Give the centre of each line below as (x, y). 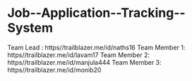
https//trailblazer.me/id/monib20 (54, 70)
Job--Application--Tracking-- (96, 13)
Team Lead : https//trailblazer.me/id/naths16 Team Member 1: (96, 47)
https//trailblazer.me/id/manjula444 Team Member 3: (84, 62)
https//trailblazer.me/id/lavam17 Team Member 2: (79, 55)
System (30, 28)
